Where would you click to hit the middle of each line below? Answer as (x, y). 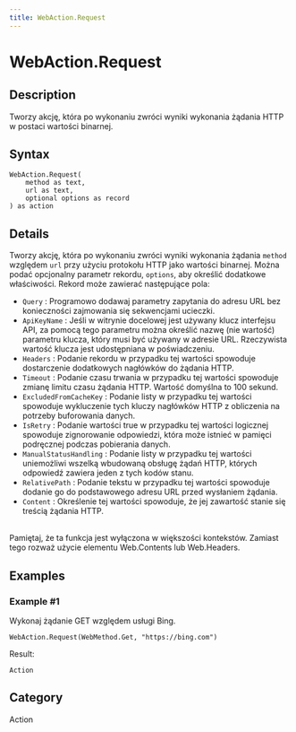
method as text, (56, 183)
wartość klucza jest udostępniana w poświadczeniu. (118, 349)
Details (29, 234)
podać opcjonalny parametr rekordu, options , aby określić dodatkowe (138, 274)
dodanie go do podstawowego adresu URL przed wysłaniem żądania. (150, 492)
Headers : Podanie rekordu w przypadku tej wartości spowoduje (139, 359)
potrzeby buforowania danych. (79, 416)
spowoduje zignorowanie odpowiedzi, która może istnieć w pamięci (147, 435)
